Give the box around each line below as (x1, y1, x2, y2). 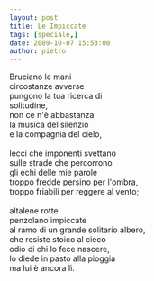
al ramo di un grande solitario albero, (9, 224, 146, 235)
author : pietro (9, 47, 67, 56)
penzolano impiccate (9, 215, 87, 226)
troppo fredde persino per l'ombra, (9, 177, 139, 187)
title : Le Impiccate (9, 22, 87, 31)
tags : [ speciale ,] (9, 30, 78, 39)
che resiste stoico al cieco (9, 234, 106, 245)
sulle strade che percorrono (9, 158, 113, 168)
